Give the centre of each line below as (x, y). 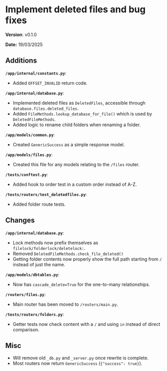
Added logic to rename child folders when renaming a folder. (77, 125)
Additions (21, 61)
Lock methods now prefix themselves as (55, 243)
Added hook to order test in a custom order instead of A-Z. (75, 184)
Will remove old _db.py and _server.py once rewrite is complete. (81, 358)
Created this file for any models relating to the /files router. (76, 164)
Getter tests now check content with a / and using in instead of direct (86, 324)
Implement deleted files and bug (76, 9)
